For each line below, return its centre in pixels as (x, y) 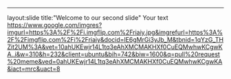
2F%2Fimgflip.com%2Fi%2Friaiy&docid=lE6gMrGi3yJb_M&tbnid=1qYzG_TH (115, 39)
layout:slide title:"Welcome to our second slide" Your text (88, 18)
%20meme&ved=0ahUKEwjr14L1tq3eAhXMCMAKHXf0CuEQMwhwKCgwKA (115, 61)
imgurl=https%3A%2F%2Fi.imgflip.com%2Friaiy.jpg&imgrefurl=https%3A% (115, 32)
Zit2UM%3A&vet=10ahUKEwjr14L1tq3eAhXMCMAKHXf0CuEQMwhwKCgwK (115, 47)
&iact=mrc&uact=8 (34, 69)
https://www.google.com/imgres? (55, 25)
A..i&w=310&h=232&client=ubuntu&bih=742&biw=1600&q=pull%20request (113, 54)
